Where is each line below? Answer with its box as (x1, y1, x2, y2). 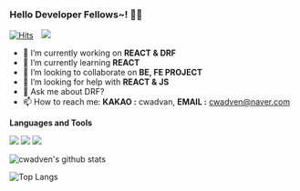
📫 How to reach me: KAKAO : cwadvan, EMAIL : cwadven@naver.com (22, 96, 290, 107)
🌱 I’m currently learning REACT (22, 57, 140, 68)
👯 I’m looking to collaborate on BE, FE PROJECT (22, 67, 203, 78)
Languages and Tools (9, 117, 93, 128)
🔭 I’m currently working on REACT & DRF (22, 47, 176, 58)
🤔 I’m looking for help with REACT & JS (22, 76, 170, 87)
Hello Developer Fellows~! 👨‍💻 (9, 8, 143, 21)
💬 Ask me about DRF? (22, 86, 105, 97)
